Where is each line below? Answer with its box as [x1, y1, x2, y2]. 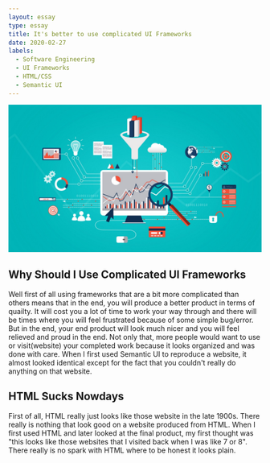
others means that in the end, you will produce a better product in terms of [8, 298, 256, 308]
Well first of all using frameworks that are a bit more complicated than [8, 289, 239, 299]
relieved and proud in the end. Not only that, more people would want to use [8, 332, 261, 341]
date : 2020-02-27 [8, 39, 67, 47]
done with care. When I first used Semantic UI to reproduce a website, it [8, 349, 247, 358]
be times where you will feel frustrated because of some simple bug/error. [8, 315, 254, 325]
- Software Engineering [15, 56, 95, 64]
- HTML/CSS [15, 72, 52, 81]
